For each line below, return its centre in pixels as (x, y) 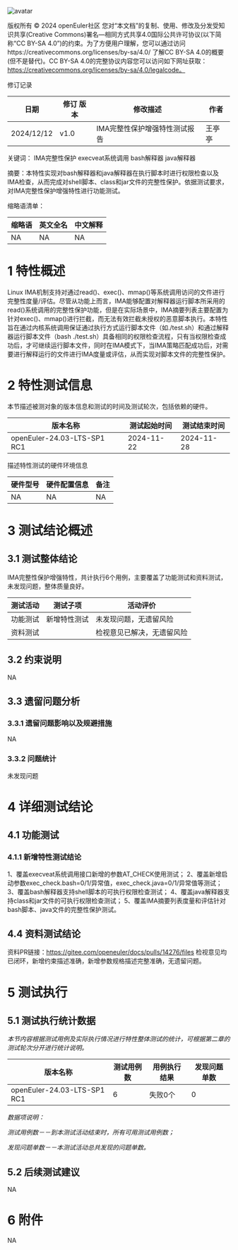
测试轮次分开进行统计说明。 (48, 1048)
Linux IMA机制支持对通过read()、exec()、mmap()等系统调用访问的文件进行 (116, 292)
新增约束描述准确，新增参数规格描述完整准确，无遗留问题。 (118, 961)
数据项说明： (26, 1117)
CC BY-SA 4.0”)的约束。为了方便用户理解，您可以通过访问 (101, 43)
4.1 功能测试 (33, 835)
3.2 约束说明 (35, 660)
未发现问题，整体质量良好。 (48, 586)
